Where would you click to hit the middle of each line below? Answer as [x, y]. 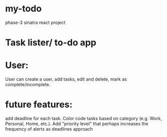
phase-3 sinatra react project [35, 22]
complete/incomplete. [28, 85]
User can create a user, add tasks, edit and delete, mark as [66, 79]
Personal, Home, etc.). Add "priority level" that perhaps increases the [77, 124]
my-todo [23, 9]
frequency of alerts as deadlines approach [49, 129]
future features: [39, 105]
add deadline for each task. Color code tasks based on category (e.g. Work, [83, 118]
